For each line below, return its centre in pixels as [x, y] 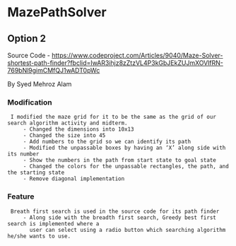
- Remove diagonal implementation [74, 179]
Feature [21, 197]
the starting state [36, 173]
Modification [30, 102]
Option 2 [26, 39]
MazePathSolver [57, 12]
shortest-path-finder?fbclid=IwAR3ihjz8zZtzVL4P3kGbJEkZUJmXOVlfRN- [116, 63]
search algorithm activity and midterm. [68, 123]
